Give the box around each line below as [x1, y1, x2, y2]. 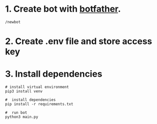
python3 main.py [5, 115, 38, 120]
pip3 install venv [5, 89, 43, 94]
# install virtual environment [5, 84, 69, 90]
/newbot [5, 20, 21, 24]
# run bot [5, 110, 27, 115]
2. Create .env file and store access [5, 36, 153, 47]
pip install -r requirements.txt [5, 102, 74, 107]
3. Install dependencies [5, 68, 103, 80]
